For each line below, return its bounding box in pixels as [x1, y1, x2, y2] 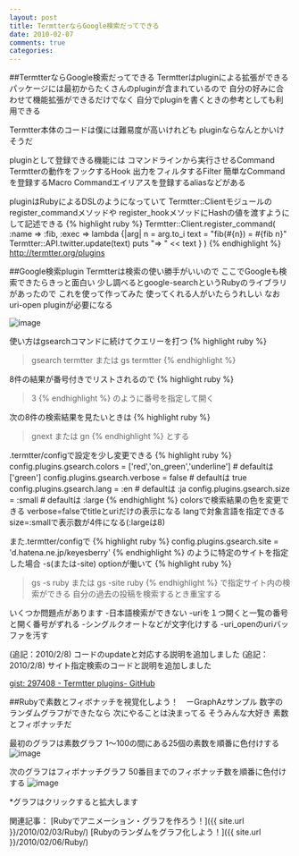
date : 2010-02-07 [9, 30, 74, 38]
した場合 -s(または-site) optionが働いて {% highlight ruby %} [9, 558, 232, 569]
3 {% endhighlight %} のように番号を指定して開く [30, 393, 214, 403]
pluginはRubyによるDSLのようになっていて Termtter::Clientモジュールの [9, 196, 272, 207]
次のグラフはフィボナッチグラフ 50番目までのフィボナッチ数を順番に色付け [9, 767, 287, 777]
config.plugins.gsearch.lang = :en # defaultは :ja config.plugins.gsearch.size [9, 484, 290, 495]
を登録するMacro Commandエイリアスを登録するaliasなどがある [9, 177, 246, 188]
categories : [9, 47, 54, 55]
